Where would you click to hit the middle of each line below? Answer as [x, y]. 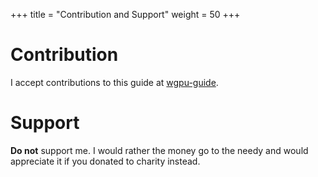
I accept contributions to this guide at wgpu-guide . [114, 82]
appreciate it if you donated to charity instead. [105, 161]
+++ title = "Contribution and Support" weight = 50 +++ [125, 14]
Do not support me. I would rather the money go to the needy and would [159, 150]
